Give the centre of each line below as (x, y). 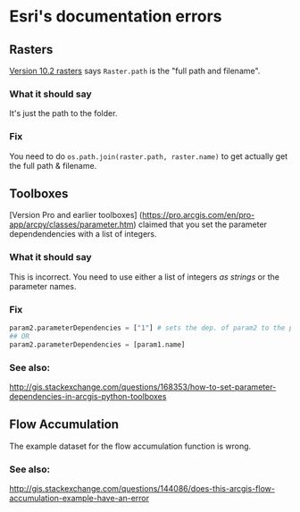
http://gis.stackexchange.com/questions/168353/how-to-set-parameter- (143, 387)
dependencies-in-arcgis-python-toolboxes (88, 396)
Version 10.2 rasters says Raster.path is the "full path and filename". (135, 71)
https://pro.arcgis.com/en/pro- (198, 215)
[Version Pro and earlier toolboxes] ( (76, 215)
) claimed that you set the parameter (200, 224)
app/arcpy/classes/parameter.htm (71, 224)
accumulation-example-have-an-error (79, 499)
